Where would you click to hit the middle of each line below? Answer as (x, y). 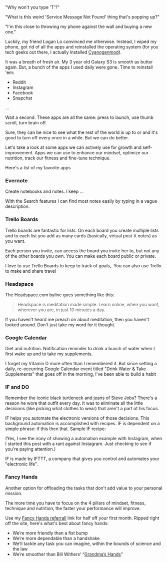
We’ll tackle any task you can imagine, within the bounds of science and (86, 544)
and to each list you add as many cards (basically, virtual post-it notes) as (81, 236)
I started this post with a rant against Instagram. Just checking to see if (78, 444)
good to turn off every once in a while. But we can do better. (67, 138)
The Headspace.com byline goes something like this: (60, 295)
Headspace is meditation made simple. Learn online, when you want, (88, 304)
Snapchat (22, 98)
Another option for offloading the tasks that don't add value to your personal (84, 488)
